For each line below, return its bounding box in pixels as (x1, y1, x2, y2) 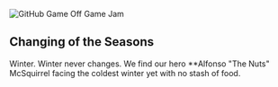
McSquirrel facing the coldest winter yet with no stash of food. (9, 67, 241, 78)
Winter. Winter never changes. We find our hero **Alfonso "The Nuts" (9, 58, 270, 69)
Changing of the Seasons (9, 34, 155, 49)
